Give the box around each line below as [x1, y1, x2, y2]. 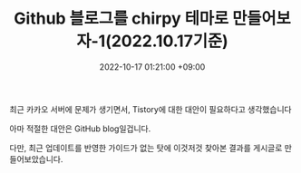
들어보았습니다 [9, 153, 62, 164]
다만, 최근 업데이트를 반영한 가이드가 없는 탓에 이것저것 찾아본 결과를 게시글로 [9, 142, 283, 153]
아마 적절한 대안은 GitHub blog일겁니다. [9, 123, 151, 134]
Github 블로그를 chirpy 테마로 [13, 8, 229, 29]
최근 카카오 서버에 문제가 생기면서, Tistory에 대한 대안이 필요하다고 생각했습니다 [9, 103, 292, 114]
